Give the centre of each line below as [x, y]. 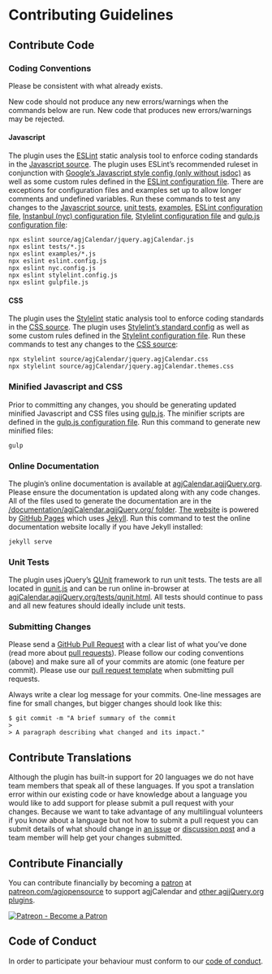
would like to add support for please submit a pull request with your [121, 803]
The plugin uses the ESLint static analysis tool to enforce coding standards [133, 155]
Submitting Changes [50, 627]
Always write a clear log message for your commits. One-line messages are [135, 695]
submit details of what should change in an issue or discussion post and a [132, 829]
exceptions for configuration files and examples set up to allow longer [125, 190]
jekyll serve [30, 542]
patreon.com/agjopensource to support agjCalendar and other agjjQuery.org [136, 892]
